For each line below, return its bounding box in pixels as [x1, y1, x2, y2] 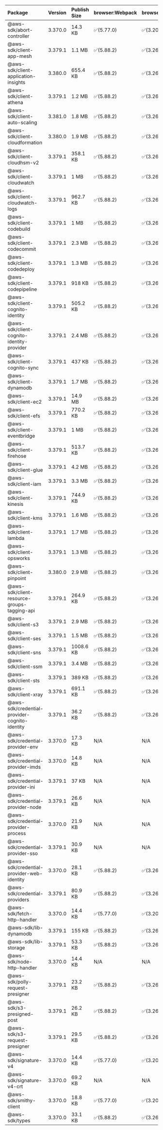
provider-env [7, 743, 38, 750]
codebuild [7, 226, 31, 232]
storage [7, 945, 25, 951]
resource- [7, 595, 32, 602]
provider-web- [7, 870, 43, 877]
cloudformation [7, 139, 43, 146]
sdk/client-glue [7, 467, 43, 473]
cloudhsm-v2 [7, 159, 39, 166]
